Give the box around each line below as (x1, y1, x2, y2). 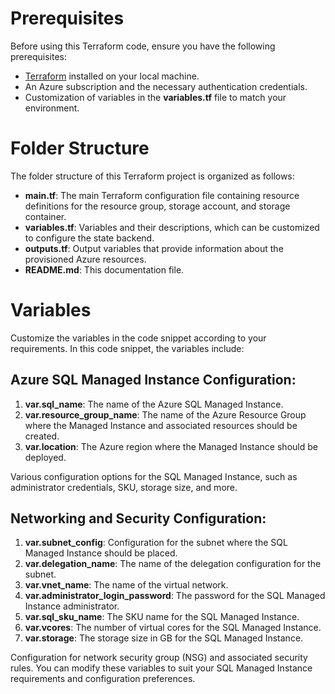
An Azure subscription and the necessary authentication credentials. (24, 80, 308, 92)
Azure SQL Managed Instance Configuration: (10, 372, 297, 389)
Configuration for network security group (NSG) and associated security (10, 652, 308, 664)
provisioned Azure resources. (24, 253, 147, 265)
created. (24, 430, 60, 442)
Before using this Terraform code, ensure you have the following (10, 40, 276, 52)
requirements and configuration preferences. (10, 673, 196, 685)
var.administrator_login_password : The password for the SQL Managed (24, 590, 326, 602)
